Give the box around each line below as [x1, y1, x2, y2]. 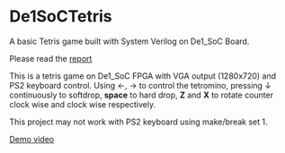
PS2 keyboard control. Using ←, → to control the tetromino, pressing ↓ [9, 80, 272, 90]
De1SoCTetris [9, 6, 112, 27]
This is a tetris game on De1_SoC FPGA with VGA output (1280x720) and [9, 70, 277, 81]
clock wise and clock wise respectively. [9, 98, 156, 109]
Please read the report [9, 53, 93, 64]
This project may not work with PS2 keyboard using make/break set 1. [9, 116, 268, 127]
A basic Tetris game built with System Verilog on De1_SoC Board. [9, 36, 250, 47]
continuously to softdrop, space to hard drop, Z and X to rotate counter [9, 89, 274, 100]
